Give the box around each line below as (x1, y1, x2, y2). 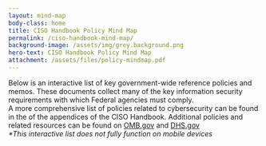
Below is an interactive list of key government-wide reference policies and (8, 77, 252, 88)
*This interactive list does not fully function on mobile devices (8, 128, 213, 138)
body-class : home (8, 19, 66, 27)
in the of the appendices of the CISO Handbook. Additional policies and (8, 112, 244, 121)
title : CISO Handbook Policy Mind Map (8, 26, 137, 34)
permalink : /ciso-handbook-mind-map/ (8, 34, 134, 42)
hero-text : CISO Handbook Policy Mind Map (8, 49, 152, 57)
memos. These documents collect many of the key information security (8, 86, 243, 96)
